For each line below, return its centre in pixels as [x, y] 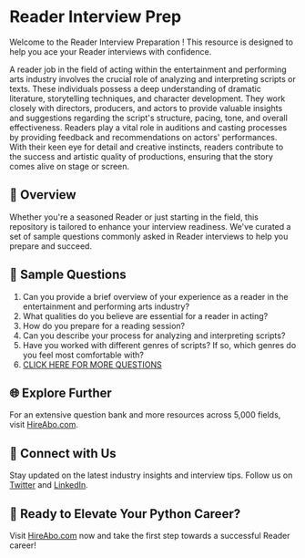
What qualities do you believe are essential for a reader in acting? [145, 315]
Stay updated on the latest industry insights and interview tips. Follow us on [151, 475]
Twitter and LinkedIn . [49, 485]
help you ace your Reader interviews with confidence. [111, 51]
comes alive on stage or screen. [70, 166]
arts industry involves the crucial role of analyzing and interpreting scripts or [152, 78]
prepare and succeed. [51, 246]
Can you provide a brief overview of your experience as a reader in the [155, 296]
